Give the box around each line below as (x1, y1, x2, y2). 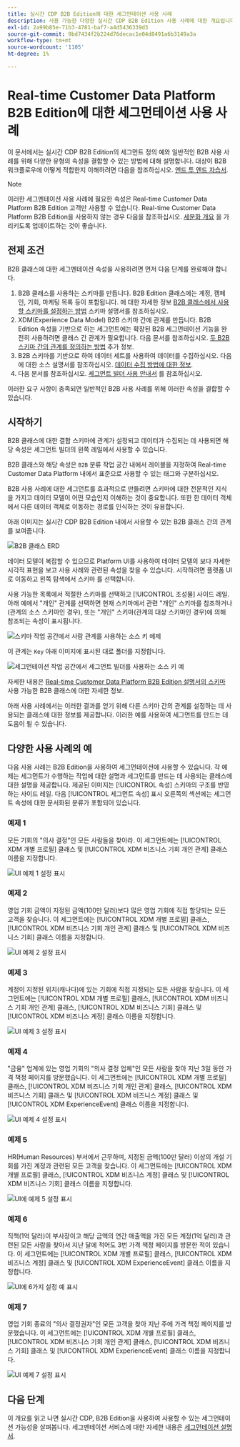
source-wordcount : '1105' (7, 44, 84, 51)
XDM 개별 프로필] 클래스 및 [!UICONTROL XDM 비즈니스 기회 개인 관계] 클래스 (7, 845, 228, 853)
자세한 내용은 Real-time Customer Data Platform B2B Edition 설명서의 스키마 (7, 677, 226, 686)
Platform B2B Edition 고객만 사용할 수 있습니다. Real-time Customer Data (7, 203, 216, 212)
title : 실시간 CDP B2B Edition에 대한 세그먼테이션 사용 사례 (7, 10, 173, 18)
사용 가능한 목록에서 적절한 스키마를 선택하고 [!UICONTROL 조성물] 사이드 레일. (7, 590, 230, 599)
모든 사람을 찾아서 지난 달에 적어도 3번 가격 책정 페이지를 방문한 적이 (20, 1240, 211, 1249)
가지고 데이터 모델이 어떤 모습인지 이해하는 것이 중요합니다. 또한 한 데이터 (14, 494, 219, 502)
